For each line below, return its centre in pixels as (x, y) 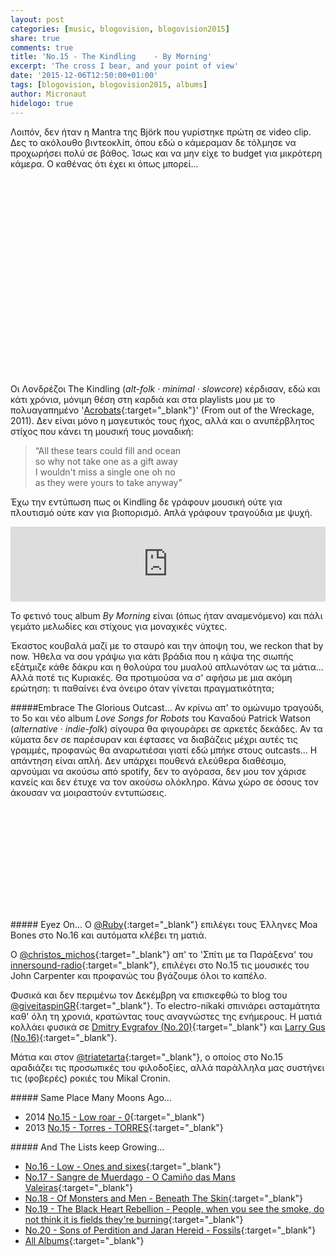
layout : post (37, 19)
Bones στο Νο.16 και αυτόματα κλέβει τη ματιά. (108, 935)
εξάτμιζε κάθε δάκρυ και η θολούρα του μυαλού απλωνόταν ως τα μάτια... (167, 667)
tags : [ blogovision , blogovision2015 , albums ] (109, 85)
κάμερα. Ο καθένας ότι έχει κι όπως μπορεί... (104, 163)
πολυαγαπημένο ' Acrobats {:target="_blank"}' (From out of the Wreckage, (162, 410)
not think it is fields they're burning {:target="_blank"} (134, 1219)
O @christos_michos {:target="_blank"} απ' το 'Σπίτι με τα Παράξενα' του (162, 954)
